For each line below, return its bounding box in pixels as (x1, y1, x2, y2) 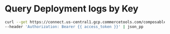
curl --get (5, 19, 28, 24)
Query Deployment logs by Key (5, 3, 139, 14)
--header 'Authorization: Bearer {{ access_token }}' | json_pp (5, 24, 144, 29)
